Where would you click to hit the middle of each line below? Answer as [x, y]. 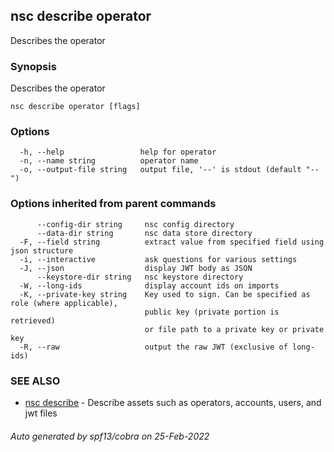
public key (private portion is [212, 312]
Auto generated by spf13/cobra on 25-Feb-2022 [110, 436]
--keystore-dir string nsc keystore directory [140, 277]
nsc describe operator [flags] [75, 107]
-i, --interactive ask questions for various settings [158, 259]
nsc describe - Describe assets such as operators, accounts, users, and [173, 402]
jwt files [41, 413]
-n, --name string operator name [109, 161]
